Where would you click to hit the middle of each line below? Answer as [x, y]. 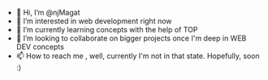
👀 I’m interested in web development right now [94, 21]
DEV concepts [40, 47]
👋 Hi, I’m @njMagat [48, 13]
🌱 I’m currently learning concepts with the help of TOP [107, 29]
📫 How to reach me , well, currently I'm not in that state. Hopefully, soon [138, 56]
